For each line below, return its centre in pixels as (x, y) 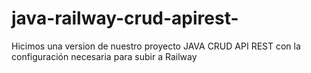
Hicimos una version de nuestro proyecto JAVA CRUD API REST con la (156, 46)
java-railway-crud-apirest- (125, 18)
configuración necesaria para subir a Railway (104, 56)
